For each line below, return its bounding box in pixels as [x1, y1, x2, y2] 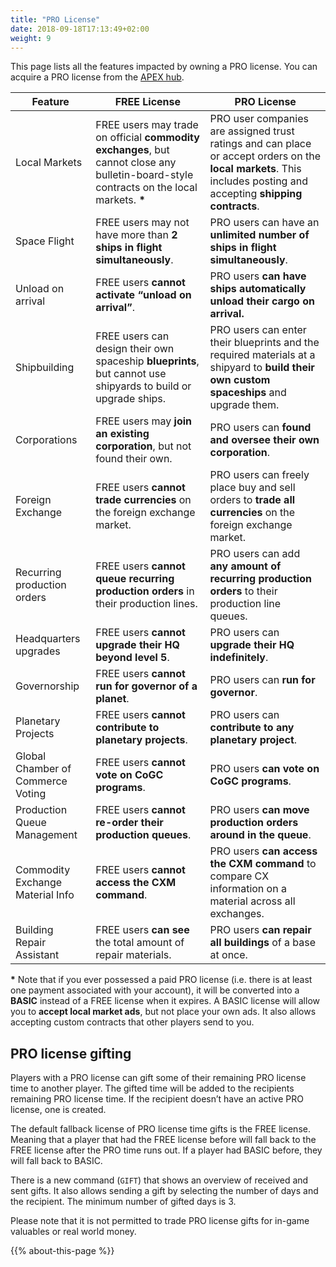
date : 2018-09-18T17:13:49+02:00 [10, 24, 150, 34]
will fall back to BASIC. [10, 1155, 103, 1167]
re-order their [95, 816, 164, 830]
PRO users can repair [209, 923, 312, 937]
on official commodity [95, 131, 200, 145]
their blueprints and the [209, 336, 320, 350]
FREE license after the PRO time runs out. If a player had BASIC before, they [10, 1144, 323, 1156]
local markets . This [209, 162, 302, 176]
